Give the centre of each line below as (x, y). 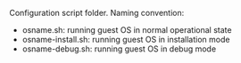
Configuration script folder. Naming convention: (97, 13)
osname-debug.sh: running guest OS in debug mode (119, 49)
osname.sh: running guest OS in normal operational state (127, 30)
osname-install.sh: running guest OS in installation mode (126, 39)
